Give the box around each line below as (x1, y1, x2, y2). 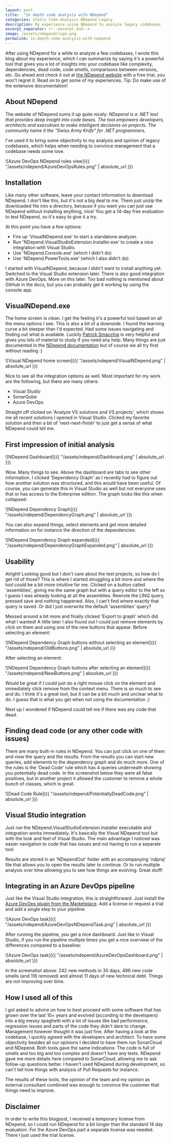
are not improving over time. (5, 978, 65, 984)
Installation (5, 178, 42, 187)
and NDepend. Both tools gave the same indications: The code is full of (5, 1045, 155, 1051)
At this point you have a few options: (5, 223, 82, 230)
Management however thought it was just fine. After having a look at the (5, 1028, 157, 1035)
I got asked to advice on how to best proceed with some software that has (5, 1007, 162, 1013)
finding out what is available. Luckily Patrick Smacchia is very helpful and (5, 331, 160, 338)
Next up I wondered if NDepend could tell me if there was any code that (5, 706, 157, 712)
